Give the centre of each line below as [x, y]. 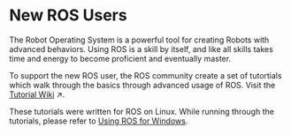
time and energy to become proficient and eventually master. [120, 58]
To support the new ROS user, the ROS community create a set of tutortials [145, 75]
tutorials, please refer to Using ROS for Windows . [99, 121]
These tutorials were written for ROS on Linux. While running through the [142, 111]
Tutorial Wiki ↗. [37, 94]
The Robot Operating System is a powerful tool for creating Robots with [139, 40]
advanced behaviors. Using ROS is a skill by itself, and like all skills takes [142, 49]
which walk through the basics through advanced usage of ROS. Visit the [142, 85]
